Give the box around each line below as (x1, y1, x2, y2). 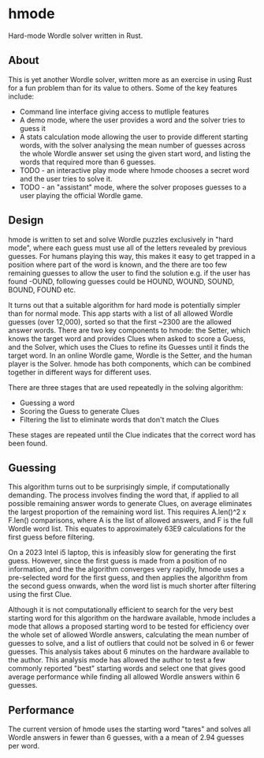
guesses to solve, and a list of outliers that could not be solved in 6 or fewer (8, 639, 255, 648)
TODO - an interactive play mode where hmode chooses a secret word (19, 165, 250, 174)
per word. (8, 741, 40, 751)
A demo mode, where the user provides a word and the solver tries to (19, 115, 246, 125)
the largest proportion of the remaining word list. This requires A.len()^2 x (8, 507, 247, 517)
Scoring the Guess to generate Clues (19, 406, 140, 415)
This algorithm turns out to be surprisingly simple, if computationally (8, 482, 230, 492)
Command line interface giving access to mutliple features (19, 107, 210, 116)
